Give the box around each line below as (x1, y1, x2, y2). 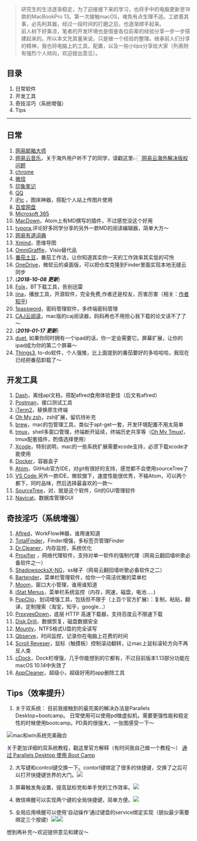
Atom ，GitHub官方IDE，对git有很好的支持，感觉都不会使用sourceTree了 (15, 465, 189, 472)
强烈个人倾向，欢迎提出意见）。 (26, 50, 101, 56)
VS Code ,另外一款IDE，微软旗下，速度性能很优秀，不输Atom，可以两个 (15, 472, 187, 480)
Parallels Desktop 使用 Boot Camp (13, 752, 95, 759)
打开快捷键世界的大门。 (20, 771, 77, 779)
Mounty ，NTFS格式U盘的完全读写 (15, 625, 98, 632)
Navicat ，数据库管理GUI (15, 494, 74, 501)
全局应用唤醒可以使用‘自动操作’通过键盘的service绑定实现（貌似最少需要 (15, 809, 189, 816)
